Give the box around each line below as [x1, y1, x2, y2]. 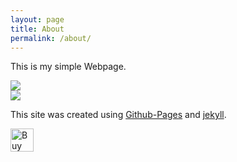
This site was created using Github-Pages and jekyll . [10, 109, 227, 121]
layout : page [10, 14, 65, 25]
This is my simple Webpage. [10, 61, 127, 73]
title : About [10, 24, 65, 34]
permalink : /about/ [10, 33, 92, 43]
